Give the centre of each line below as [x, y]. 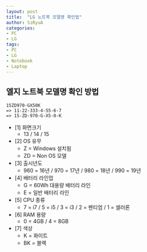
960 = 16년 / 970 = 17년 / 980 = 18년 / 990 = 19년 [82, 171]
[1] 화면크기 [28, 128]
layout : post [22, 11]
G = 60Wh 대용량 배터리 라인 [57, 185]
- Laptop [17, 66]
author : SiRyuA [25, 22]
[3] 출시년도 [29, 163]
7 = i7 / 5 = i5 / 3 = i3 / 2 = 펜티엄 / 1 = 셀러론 [77, 207]
